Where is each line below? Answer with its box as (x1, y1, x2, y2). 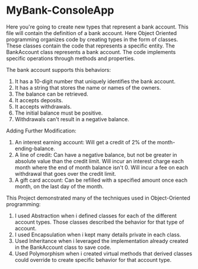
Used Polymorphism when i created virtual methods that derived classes (14, 250, 193, 257)
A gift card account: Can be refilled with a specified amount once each (14, 176, 188, 183)
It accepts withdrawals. (14, 103, 72, 110)
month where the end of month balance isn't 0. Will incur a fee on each (14, 164, 189, 171)
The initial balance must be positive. (14, 109, 103, 116)
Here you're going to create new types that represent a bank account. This (6, 23, 189, 30)
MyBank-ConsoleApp (6, 4, 114, 17)
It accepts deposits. (14, 96, 63, 104)
